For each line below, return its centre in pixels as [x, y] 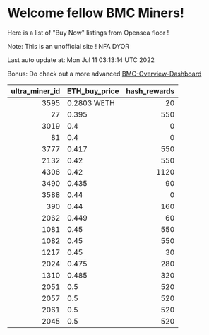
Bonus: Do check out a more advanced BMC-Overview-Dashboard [104, 74]
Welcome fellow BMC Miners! [96, 13]
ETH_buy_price [93, 91]
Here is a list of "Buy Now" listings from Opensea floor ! [88, 33]
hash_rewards [150, 91]
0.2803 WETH [91, 102]
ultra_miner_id [36, 91]
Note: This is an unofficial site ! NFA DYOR [68, 46]
